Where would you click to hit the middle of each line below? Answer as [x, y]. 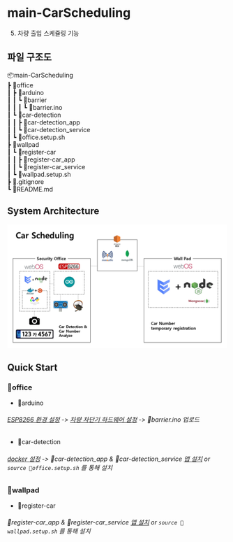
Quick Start [32, 368]
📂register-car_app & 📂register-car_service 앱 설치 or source [92, 522]
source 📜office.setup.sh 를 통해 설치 [60, 467]
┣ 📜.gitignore [25, 181]
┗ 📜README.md [30, 189]
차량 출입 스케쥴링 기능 [48, 33]
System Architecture [53, 211]
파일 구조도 [30, 57]
